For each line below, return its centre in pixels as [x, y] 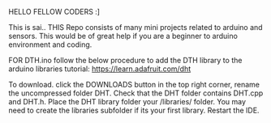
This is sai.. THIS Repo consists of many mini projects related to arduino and [135, 27]
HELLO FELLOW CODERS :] [54, 12]
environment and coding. [50, 45]
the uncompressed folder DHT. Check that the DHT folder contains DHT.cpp [136, 93]
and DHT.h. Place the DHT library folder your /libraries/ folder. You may [127, 102]
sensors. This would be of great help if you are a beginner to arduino [123, 36]
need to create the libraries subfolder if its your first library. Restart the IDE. [134, 110]
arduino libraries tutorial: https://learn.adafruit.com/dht [100, 69]
